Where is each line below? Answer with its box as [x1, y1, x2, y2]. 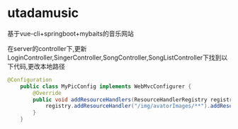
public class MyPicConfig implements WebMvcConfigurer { [20, 83, 192, 90]
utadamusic [7, 5, 79, 21]
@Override [33, 89, 62, 96]
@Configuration [7, 76, 52, 83]
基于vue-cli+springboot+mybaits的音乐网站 [7, 29, 135, 38]
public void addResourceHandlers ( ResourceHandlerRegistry [33, 96, 208, 103]
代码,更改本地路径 [13, 62, 66, 70]
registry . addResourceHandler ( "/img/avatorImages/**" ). [45, 103, 211, 110]
